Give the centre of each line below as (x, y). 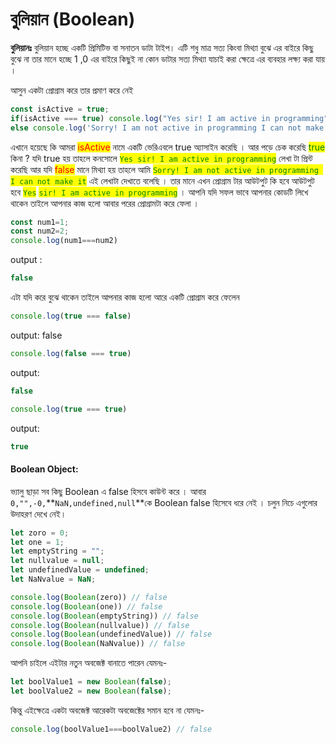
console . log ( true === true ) (69, 409)
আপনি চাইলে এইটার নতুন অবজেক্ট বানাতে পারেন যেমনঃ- (89, 663)
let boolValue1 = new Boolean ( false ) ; (91, 682)
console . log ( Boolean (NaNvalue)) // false (98, 644)
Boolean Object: (44, 469)
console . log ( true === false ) (71, 316)
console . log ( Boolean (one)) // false (86, 606)
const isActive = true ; (60, 109)
